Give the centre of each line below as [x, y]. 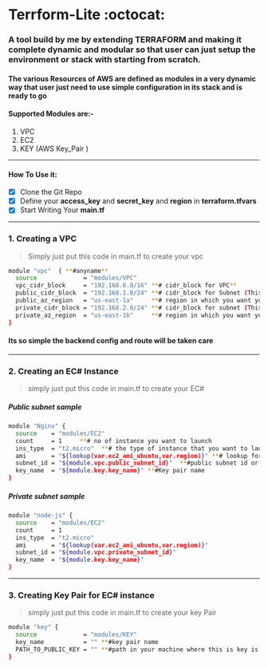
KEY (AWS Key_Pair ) [54, 148]
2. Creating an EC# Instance [63, 371]
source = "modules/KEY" [76, 635]
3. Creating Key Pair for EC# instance [81, 595]
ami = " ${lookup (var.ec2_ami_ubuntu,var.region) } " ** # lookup [132, 456]
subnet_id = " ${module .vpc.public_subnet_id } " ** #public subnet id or [137, 463]
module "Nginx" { [37, 426]
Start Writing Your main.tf [62, 210]
